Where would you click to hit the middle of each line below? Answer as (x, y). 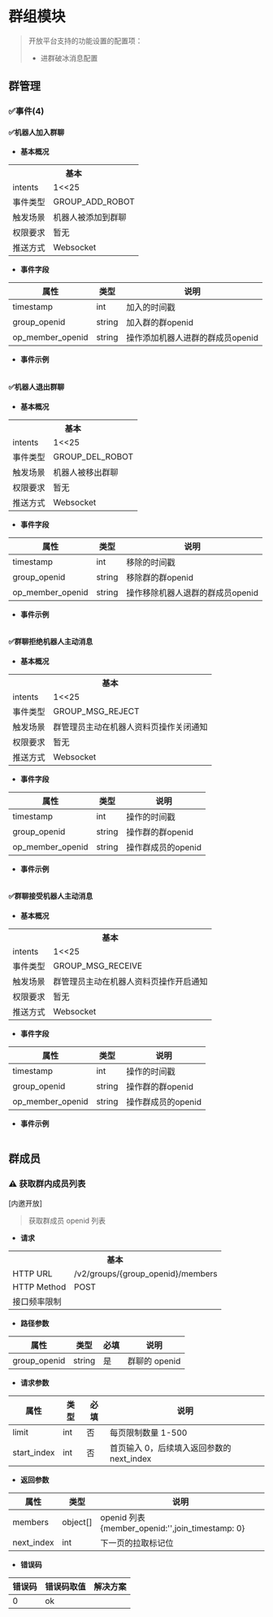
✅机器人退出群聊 (37, 387)
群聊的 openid (154, 1361)
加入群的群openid (159, 323)
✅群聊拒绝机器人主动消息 (51, 641)
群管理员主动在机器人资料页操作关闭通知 (131, 727)
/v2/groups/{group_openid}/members (145, 1273)
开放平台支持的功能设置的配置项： (85, 41)
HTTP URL (32, 1273)
